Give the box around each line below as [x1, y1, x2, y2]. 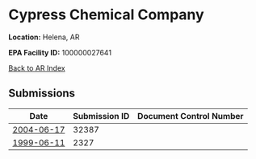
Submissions [8, 87, 75, 100]
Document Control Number [136, 110, 244, 121]
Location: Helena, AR [8, 32, 80, 42]
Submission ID [72, 110, 130, 121]
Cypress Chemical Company [8, 6, 204, 24]
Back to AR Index [8, 63, 66, 73]
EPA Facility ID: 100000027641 [8, 47, 111, 57]
